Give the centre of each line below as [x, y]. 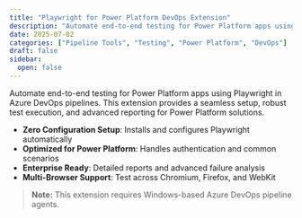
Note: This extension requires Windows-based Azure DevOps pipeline [161, 195]
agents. [45, 204]
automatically [47, 139]
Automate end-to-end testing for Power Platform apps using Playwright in [146, 93]
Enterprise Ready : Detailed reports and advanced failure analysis [143, 168]
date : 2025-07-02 [42, 34]
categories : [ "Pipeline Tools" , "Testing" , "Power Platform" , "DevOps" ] [148, 43]
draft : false [34, 51]
